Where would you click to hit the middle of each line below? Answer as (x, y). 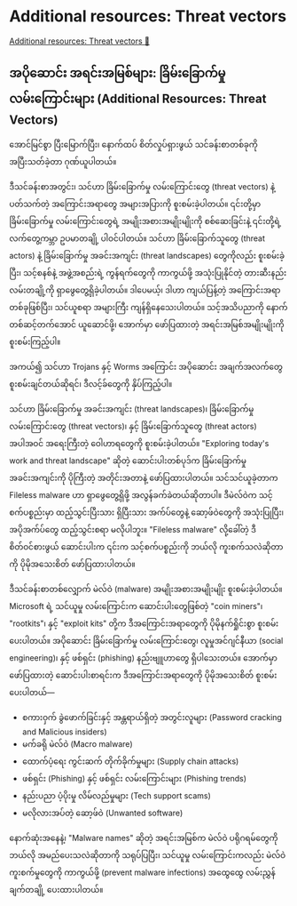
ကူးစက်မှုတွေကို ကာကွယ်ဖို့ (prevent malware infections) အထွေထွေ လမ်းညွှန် (143, 872)
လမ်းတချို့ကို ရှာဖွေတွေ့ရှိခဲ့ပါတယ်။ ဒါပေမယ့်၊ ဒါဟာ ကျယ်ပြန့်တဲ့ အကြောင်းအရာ (145, 290)
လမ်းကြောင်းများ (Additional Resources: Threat (138, 99)
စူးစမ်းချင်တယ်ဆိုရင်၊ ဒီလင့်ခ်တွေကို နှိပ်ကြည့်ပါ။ (91, 383)
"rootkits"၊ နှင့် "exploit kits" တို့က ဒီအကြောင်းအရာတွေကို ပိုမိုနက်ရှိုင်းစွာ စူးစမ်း (144, 623)
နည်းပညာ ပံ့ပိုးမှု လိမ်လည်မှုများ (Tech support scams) (116, 795)
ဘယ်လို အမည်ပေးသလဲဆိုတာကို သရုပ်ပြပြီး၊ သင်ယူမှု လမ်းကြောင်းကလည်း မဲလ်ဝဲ (148, 854)
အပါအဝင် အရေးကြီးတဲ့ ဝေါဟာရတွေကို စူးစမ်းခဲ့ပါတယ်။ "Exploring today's (139, 443)
